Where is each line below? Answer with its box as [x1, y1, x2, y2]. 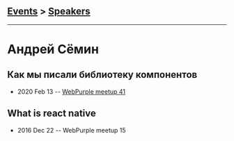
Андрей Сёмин [7, 42, 100, 57]
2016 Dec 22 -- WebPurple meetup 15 [17, 126, 127, 134]
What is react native [7, 108, 96, 119]
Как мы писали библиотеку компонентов [7, 69, 198, 81]
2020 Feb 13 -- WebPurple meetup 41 [17, 87, 125, 96]
